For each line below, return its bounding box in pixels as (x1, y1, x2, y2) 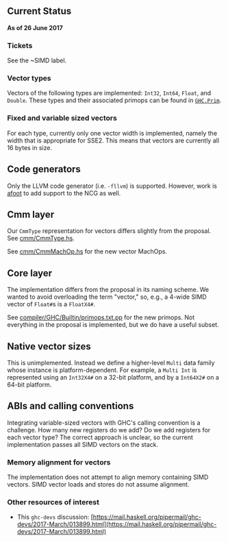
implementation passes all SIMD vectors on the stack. (7, 440, 159, 448)
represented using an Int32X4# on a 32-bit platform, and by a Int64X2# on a (7, 373, 219, 381)
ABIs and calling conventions (7, 400, 134, 412)
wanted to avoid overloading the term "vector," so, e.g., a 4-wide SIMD (7, 293, 207, 301)
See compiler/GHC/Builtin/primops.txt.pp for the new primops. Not (7, 313, 195, 321)
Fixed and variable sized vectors (7, 113, 118, 123)
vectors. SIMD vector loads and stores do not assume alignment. (7, 480, 190, 489)
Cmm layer (7, 208, 55, 220)
